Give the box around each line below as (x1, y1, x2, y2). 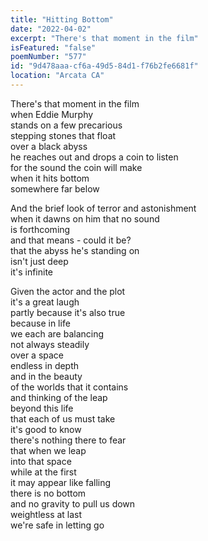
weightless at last (10, 508, 83, 520)
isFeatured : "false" (10, 42, 97, 53)
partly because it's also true (10, 306, 126, 318)
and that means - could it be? (10, 234, 132, 246)
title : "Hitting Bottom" (10, 14, 114, 25)
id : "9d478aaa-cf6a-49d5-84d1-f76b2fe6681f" (10, 61, 199, 71)
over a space (10, 349, 65, 361)
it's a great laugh (10, 296, 80, 308)
